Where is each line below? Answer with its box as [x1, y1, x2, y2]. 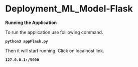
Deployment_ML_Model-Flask [5, 3, 133, 14]
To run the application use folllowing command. [5, 29, 103, 35]
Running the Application [5, 19, 57, 25]
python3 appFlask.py [5, 38, 49, 44]
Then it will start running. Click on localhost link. [5, 47, 104, 53]
